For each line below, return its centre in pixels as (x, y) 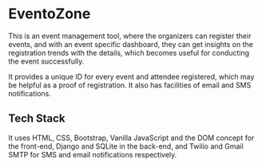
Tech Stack (37, 119)
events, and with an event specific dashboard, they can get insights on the (131, 44)
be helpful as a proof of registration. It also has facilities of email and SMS (130, 85)
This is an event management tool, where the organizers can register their (130, 36)
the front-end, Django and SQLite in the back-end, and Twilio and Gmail (126, 146)
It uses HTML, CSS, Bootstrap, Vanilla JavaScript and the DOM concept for (131, 138)
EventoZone (50, 14)
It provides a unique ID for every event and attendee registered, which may (131, 76)
